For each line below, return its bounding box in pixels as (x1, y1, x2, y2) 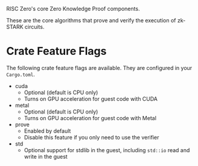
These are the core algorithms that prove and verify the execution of (6, 17, 176, 24)
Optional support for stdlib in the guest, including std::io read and (24, 146, 190, 153)
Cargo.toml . (6, 71, 35, 78)
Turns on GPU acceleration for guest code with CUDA (24, 95, 158, 102)
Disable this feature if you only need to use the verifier (24, 133, 159, 141)
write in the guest (24, 153, 68, 160)
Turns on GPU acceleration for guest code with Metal (24, 114, 157, 121)
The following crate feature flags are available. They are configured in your (6, 64, 193, 71)
